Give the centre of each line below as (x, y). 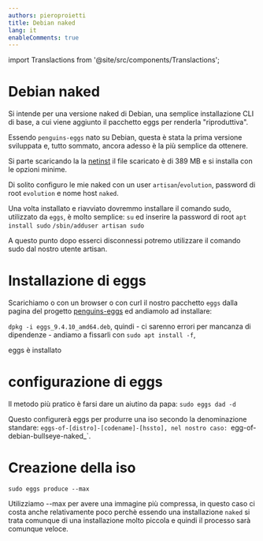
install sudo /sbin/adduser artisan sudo (76, 226)
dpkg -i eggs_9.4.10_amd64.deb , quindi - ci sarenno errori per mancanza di (130, 327)
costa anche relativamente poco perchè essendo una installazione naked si (129, 512)
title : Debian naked (42, 23)
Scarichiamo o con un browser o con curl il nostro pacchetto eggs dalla (123, 303)
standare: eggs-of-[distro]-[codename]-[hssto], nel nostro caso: (118, 428)
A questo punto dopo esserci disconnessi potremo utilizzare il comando (124, 241)
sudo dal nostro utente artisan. (58, 249)
